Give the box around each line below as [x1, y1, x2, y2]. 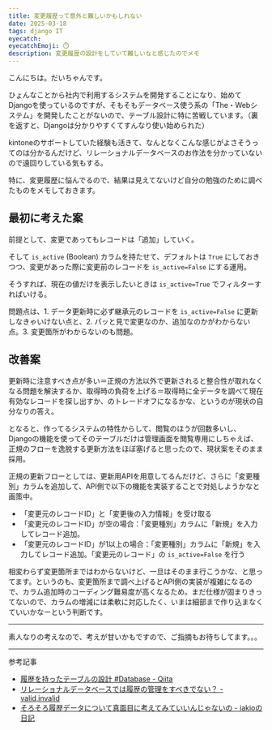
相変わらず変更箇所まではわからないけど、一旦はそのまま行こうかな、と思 [8, 566, 257, 576]
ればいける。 [8, 289, 51, 298]
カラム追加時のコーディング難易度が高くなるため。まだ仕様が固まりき [22, 586, 256, 596]
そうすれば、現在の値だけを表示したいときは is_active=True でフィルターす [8, 279, 261, 289]
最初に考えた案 [8, 212, 83, 225]
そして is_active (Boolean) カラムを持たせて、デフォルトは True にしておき [8, 251, 261, 261]
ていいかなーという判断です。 [8, 607, 108, 616]
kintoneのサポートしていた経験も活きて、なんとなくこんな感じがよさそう [8, 138, 253, 147]
